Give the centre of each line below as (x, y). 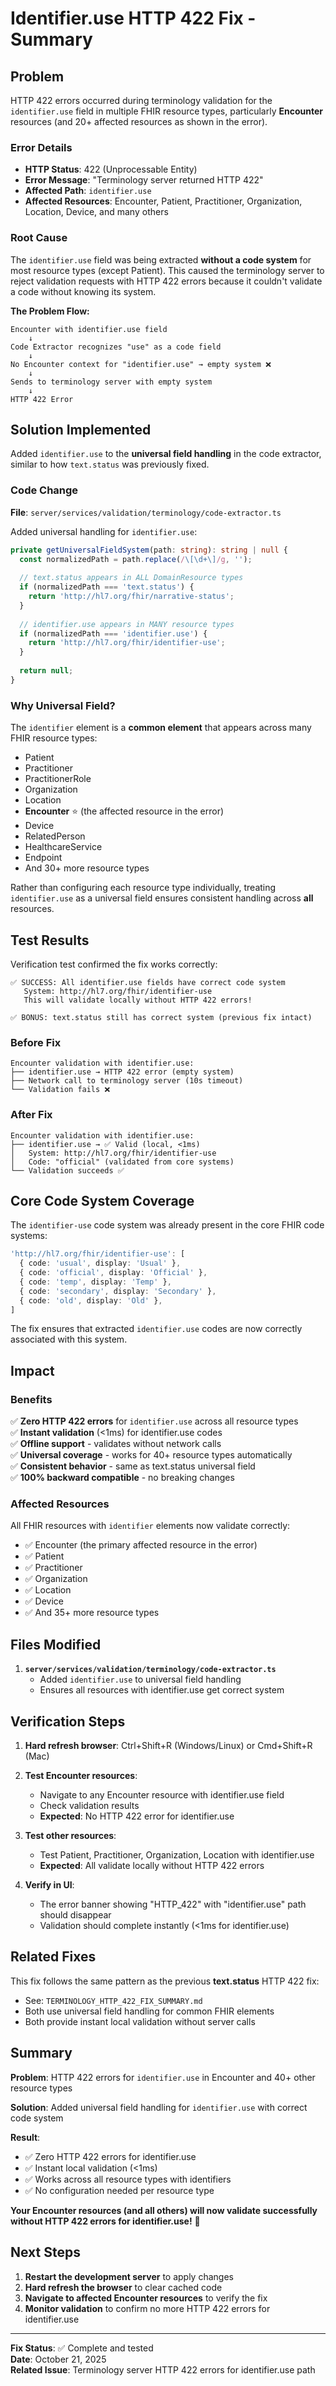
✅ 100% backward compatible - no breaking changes (122, 1478)
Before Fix (36, 1042)
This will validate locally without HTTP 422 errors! (138, 1000)
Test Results (50, 940)
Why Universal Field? (63, 705)
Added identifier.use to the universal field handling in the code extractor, (166, 454)
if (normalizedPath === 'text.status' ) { (107, 587)
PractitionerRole (58, 779)
